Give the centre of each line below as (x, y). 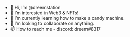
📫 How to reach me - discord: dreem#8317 (55, 29)
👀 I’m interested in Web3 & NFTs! (44, 13)
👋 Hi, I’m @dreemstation (35, 8)
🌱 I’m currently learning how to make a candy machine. (67, 18)
